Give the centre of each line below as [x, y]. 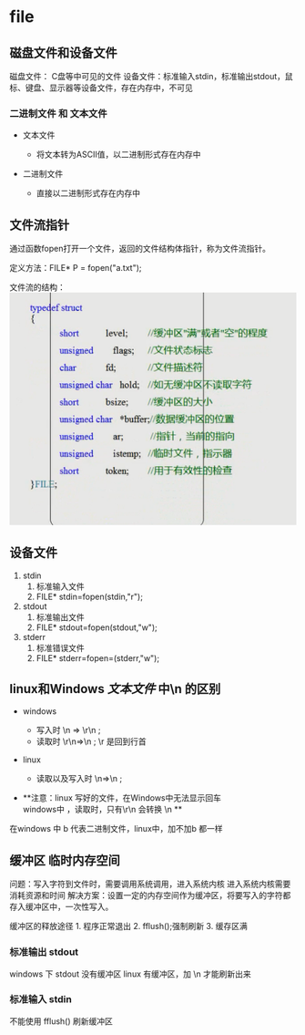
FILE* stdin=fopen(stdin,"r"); [90, 596]
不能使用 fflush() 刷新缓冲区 [61, 1021]
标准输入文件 [60, 586]
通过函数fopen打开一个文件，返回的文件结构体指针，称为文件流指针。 [140, 249]
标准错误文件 [60, 647]
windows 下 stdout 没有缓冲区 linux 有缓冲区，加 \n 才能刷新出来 [131, 974]
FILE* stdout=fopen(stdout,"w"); [97, 627]
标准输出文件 [60, 616]
